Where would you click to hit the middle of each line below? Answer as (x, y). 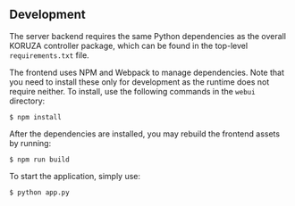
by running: (30, 143)
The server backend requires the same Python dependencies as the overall (147, 36)
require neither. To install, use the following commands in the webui (133, 91)
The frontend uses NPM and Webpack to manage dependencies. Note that (147, 72)
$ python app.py (39, 192)
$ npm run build (39, 160)
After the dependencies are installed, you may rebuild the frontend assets (144, 134)
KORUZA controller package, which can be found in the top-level (129, 45)
